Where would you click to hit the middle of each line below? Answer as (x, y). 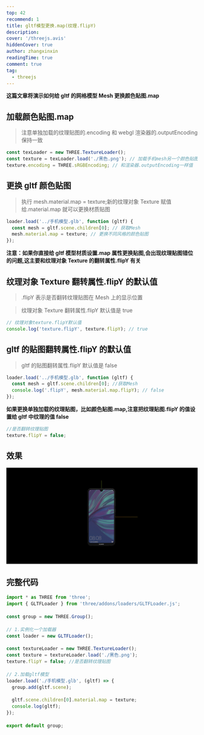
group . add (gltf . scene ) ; (42, 687)
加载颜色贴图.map (40, 116)
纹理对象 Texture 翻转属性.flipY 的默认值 (82, 282)
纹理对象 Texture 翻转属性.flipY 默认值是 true (77, 310)
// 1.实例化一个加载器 (31, 629)
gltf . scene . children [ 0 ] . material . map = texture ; (74, 700)
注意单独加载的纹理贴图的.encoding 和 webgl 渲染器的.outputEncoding (109, 133)
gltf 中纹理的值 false (43, 417)
